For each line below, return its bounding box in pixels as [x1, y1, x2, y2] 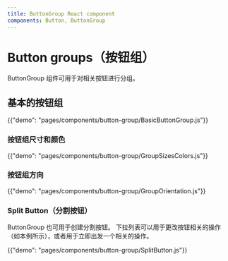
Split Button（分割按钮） [7, 205, 92, 215]
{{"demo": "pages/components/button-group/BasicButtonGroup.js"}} [7, 116, 209, 124]
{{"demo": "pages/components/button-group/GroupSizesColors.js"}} [7, 151, 208, 159]
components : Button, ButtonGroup [7, 17, 106, 24]
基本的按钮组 [7, 97, 64, 109]
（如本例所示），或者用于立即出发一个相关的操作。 [7, 232, 153, 241]
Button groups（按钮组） [7, 49, 155, 66]
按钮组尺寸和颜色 [7, 135, 66, 145]
